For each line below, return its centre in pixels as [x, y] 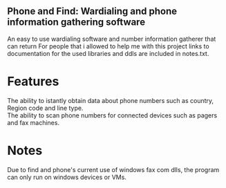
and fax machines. [34, 122]
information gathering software [76, 22]
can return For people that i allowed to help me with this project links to [108, 46]
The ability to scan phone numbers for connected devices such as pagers [112, 115]
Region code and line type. [45, 108]
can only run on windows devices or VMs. [67, 177]
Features [33, 82]
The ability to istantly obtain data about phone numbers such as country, [111, 100]
